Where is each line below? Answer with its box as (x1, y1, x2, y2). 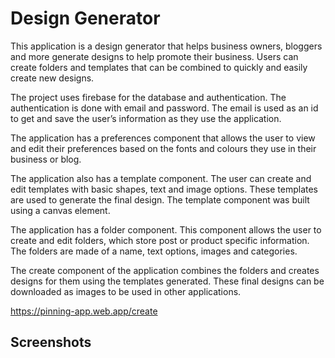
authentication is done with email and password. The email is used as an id (10, 102, 319, 114)
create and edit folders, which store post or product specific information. (10, 234, 310, 246)
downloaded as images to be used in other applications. (10, 285, 242, 297)
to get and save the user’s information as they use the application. (10, 112, 282, 124)
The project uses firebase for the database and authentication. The (10, 91, 287, 103)
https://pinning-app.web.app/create (10, 305, 158, 317)
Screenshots (10, 334, 92, 351)
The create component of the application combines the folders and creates (10, 264, 320, 276)
